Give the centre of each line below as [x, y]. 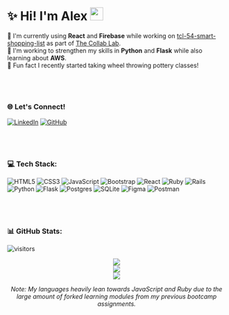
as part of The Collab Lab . [84, 43]
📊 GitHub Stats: [35, 231]
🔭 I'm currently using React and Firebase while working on [91, 35]
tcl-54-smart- [196, 35]
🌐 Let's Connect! [36, 107]
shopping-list [26, 43]
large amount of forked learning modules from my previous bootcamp [117, 296]
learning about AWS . [37, 58]
